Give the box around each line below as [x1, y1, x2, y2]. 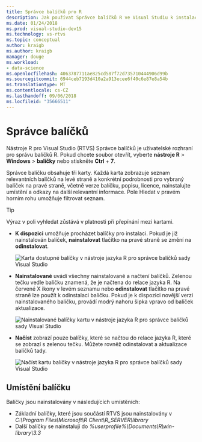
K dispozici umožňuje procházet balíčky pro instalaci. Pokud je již [14, 230, 179, 237]
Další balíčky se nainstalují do [14, 423, 88, 430]
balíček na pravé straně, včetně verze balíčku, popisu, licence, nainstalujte [6, 182, 191, 189]
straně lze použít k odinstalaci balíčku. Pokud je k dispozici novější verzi [14, 291, 194, 298]
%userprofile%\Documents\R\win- [89, 423, 175, 430]
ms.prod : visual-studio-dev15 [6, 25, 82, 32]
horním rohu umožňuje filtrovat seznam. [6, 194, 105, 202]
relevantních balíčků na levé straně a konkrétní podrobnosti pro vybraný [6, 175, 185, 183]
